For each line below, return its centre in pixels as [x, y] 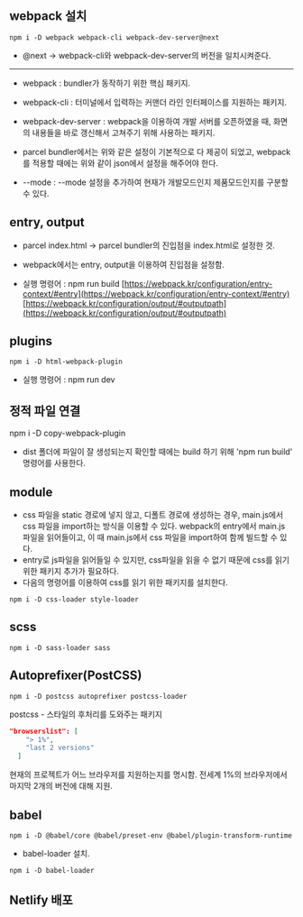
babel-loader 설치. [56, 853]
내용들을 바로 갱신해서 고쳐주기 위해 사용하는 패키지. [124, 133]
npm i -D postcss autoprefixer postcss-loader [98, 696]
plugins [31, 341]
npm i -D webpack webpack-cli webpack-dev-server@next [115, 37]
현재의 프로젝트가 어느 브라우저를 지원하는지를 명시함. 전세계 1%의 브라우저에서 [148, 775]
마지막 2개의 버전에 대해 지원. [61, 786]
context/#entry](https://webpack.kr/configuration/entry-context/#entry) [156, 293]
